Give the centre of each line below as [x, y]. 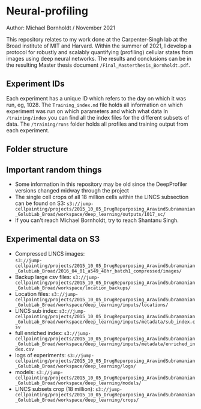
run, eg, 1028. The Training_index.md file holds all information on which [94, 105]
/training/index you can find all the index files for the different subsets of [98, 117]
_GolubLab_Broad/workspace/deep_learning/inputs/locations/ [91, 305]
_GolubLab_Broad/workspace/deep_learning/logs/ [75, 366]
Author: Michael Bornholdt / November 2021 [61, 28]
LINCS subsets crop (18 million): [54, 389]
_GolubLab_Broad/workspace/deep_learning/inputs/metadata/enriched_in [105, 344]
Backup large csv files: [43, 277]
